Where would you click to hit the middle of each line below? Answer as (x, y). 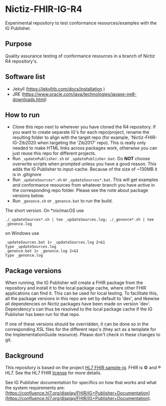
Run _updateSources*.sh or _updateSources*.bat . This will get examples (85, 180)
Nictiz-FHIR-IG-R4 (44, 9)
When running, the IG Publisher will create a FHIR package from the (74, 283)
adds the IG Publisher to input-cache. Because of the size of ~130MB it (85, 169)
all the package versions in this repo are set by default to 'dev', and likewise (82, 299)
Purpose (19, 44)
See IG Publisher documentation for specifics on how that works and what (81, 382)
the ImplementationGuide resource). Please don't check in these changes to (83, 335)
